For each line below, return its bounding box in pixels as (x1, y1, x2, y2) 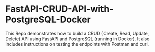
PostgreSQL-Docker (5, 14, 91, 25)
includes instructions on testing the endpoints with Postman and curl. (5, 41, 149, 47)
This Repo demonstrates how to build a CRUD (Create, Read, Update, (5, 30, 149, 36)
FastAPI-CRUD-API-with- (5, 3, 114, 15)
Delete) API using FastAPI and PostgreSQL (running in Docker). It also (5, 36, 150, 42)
